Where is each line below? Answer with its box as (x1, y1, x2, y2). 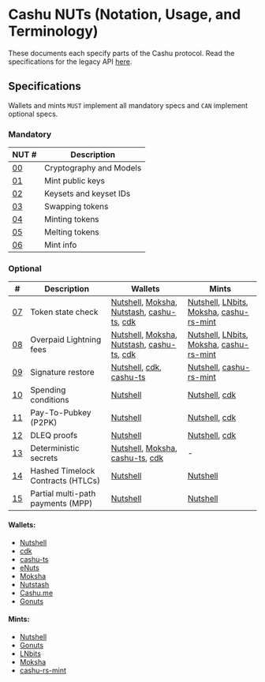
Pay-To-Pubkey (30, 407, 92, 418)
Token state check (30, 306, 99, 317)
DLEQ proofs (30, 430, 78, 441)
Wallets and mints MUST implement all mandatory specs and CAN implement (8, 100, 248, 110)
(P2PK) (30, 417, 58, 428)
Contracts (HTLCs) (30, 475, 101, 486)
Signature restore (30, 367, 95, 378)
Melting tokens (44, 227, 100, 238)
